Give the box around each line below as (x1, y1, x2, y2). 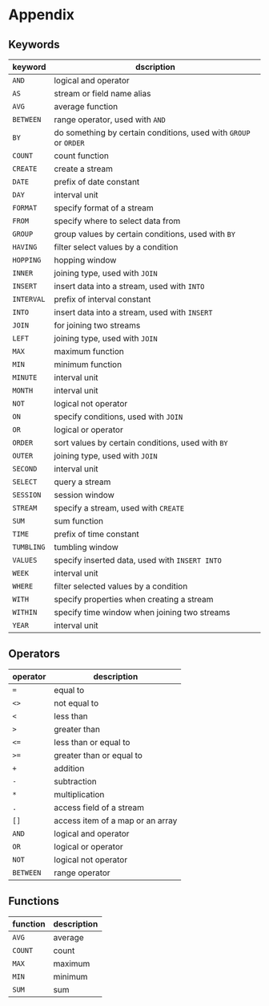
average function (54, 101, 118, 112)
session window (54, 490, 114, 500)
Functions (8, 894, 60, 908)
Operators (8, 647, 61, 661)
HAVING (12, 242, 38, 251)
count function (54, 150, 110, 161)
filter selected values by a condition (54, 580, 188, 592)
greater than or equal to (54, 749, 143, 760)
